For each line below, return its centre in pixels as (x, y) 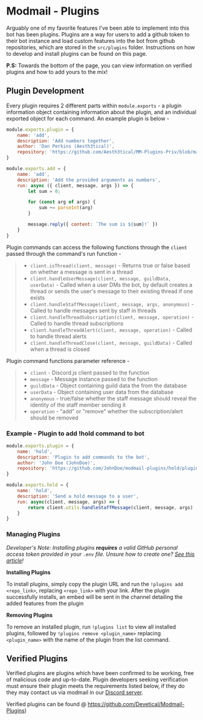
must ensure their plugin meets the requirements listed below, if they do (96, 686)
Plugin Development (45, 91)
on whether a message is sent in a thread (81, 272)
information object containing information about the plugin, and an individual (101, 112)
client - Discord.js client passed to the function (90, 372)
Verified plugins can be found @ (46, 704)
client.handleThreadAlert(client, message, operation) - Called (111, 330)
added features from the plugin (45, 603)
